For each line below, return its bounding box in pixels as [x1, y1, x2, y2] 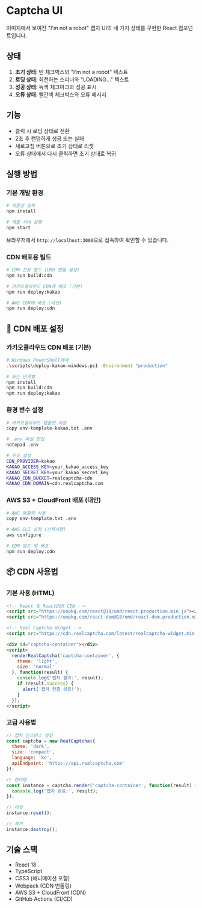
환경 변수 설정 [6, 406, 44, 414]
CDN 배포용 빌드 [6, 253, 52, 261]
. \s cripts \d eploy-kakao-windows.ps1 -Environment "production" [6, 362, 168, 369]
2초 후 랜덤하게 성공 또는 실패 [14, 135, 84, 142]
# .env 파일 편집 [6, 436, 45, 442]
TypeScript [14, 867, 43, 874]
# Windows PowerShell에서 [6, 357, 69, 363]
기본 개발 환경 [6, 188, 44, 197]
